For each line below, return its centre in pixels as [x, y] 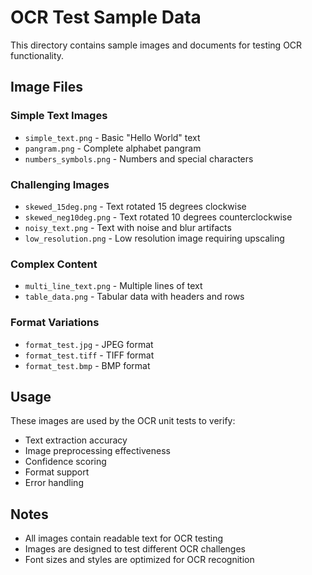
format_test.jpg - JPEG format [89, 344]
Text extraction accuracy [76, 440]
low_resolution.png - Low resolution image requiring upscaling [154, 238]
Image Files [46, 87]
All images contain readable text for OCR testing [124, 538]
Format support [57, 472]
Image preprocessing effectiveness [97, 451]
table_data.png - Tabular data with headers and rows [134, 297]
